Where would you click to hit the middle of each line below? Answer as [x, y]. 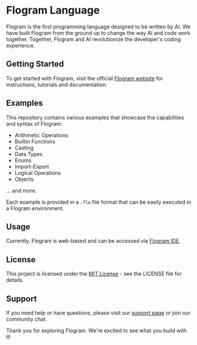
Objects [24, 179]
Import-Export [32, 167]
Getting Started [35, 64]
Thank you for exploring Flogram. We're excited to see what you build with [96, 331]
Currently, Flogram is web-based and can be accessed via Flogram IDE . [93, 241]
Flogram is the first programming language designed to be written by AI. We [98, 27]
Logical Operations [38, 172]
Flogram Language [53, 10]
